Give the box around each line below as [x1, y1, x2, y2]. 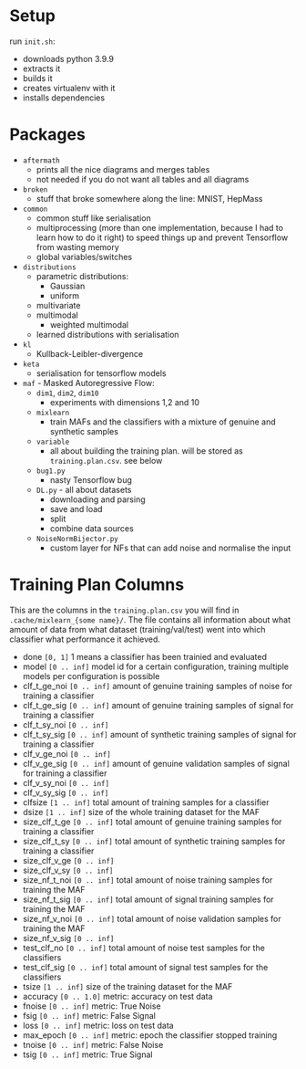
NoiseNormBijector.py [36, 534, 118, 543]
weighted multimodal [49, 319, 129, 330]
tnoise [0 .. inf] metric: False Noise [22, 1039, 164, 1050]
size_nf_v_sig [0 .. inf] [22, 932, 115, 943]
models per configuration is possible [22, 670, 160, 681]
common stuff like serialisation [36, 212, 152, 224]
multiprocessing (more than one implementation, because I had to [36, 222, 284, 233]
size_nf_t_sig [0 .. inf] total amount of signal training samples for [22, 894, 275, 905]
